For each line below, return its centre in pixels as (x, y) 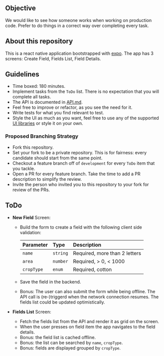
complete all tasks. (32, 97)
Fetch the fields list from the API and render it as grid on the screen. (89, 321)
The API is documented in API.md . (48, 102)
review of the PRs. (31, 190)
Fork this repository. (33, 147)
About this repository (39, 41)
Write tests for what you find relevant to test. (58, 113)
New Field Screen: (31, 217)
